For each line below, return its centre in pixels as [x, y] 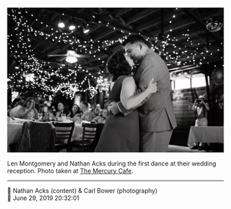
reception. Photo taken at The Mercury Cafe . [70, 170]
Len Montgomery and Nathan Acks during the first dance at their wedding [112, 163]
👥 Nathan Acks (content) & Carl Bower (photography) [82, 190]
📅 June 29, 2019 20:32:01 [43, 198]
